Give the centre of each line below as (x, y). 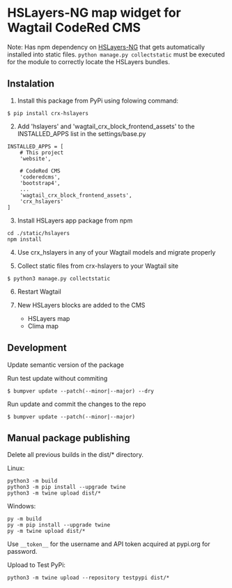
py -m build (24, 519)
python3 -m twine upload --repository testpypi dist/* (88, 578)
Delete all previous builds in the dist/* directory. (76, 455)
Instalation (31, 84)
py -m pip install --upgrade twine (59, 525)
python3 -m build (32, 481)
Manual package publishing (69, 438)
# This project (42, 152)
